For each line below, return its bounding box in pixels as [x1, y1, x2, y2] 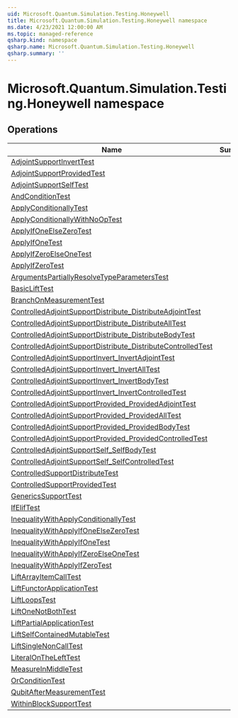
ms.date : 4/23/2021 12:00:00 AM [7, 23, 103, 31]
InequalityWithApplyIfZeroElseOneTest [11, 548, 140, 558]
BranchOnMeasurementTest [11, 295, 105, 305]
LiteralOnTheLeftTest [11, 652, 81, 662]
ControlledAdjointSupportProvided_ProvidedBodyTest [11, 421, 190, 431]
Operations [7, 123, 58, 136]
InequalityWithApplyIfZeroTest [11, 560, 112, 570]
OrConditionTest [11, 675, 65, 685]
